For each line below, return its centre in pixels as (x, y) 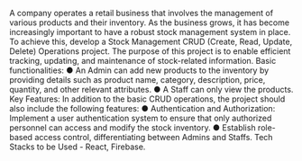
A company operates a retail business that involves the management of (141, 13)
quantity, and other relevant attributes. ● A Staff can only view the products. (151, 89)
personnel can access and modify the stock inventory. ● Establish (133, 128)
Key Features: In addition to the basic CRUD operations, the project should (147, 99)
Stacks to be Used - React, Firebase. (78, 147)
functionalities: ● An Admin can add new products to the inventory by (139, 70)
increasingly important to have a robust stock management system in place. (150, 32)
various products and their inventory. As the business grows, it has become (150, 22)
